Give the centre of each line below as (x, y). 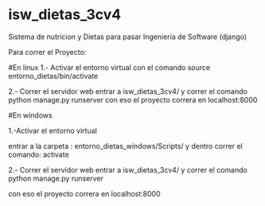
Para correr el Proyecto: (47, 52)
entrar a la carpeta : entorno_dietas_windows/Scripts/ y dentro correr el (125, 146)
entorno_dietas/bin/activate (53, 76)
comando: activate (39, 154)
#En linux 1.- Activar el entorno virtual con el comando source (109, 67)
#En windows (31, 115)
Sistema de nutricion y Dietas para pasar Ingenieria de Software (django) (128, 37)
